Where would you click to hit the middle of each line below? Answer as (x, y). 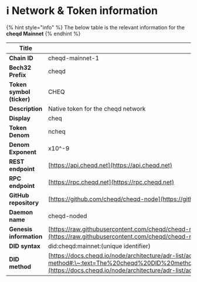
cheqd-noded (67, 216)
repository (24, 203)
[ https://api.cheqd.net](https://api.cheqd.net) (110, 165)
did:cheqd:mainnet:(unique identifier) (99, 246)
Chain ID (21, 58)
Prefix (18, 75)
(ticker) (20, 99)
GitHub (19, 195)
